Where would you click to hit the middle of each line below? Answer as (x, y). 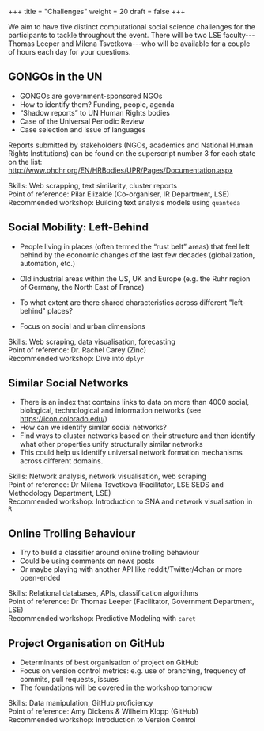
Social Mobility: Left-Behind (78, 228)
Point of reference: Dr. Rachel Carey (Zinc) (77, 350)
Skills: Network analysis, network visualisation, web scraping (107, 476)
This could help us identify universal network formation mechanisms (131, 453)
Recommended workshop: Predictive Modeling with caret (102, 619)
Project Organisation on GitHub (87, 643)
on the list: (25, 162)
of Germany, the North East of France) (82, 287)
